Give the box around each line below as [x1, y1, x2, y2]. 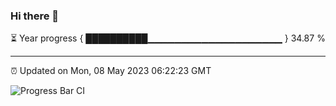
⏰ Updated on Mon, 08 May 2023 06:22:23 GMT [10, 65, 212, 77]
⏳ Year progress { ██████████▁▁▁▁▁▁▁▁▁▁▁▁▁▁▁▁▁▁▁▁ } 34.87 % [10, 32, 326, 44]
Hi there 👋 [10, 9, 60, 23]
